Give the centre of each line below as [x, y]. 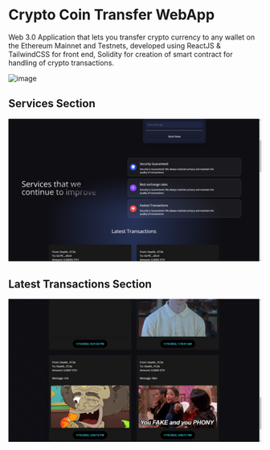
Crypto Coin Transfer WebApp [112, 15]
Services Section [52, 103]
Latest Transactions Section [80, 284]
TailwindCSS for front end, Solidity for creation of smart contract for [121, 54]
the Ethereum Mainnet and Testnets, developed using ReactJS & [115, 45]
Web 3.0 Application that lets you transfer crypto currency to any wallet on [132, 37]
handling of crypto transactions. [61, 63]
